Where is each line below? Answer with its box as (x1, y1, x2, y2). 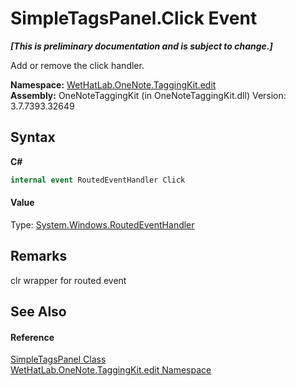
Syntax (10, 129, 56, 146)
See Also (10, 303, 67, 321)
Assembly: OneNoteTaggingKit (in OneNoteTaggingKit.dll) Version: (10, 89, 287, 101)
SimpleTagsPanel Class (10, 353, 107, 366)
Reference (10, 331, 55, 343)
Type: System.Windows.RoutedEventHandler (10, 218, 195, 231)
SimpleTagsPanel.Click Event (10, 7, 258, 30)
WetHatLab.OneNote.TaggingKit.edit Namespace (10, 364, 212, 376)
